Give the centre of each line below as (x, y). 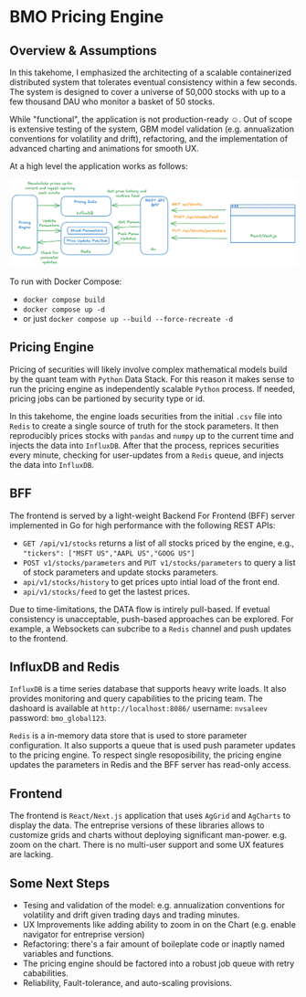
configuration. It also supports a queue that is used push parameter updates (153, 746)
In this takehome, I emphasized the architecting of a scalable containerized (151, 72)
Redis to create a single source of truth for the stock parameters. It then (144, 426)
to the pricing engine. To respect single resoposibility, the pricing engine (146, 755)
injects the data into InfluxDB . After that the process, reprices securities (145, 445)
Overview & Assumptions (83, 51)
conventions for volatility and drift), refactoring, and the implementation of (149, 138)
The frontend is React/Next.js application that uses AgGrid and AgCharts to (150, 816)
